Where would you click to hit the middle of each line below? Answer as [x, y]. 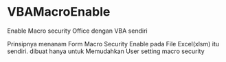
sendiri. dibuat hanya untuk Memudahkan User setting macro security [106, 51]
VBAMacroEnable [59, 12]
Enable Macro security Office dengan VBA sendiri [77, 31]
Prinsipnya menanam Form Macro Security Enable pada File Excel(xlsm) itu [113, 44]
